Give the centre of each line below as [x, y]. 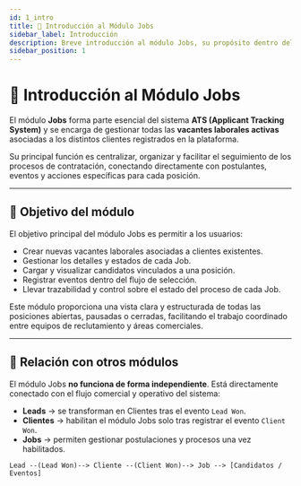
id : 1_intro [31, 17]
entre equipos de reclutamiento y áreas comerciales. [107, 325]
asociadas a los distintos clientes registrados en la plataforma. [124, 139]
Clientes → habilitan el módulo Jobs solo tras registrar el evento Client [154, 420]
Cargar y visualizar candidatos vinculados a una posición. [129, 270]
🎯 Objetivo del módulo [72, 212]
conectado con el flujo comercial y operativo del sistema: [115, 393]
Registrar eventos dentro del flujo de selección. [109, 280]
